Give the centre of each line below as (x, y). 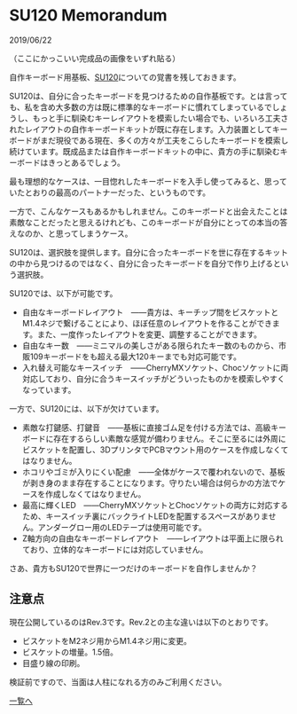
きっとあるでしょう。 (86, 162)
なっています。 (49, 389)
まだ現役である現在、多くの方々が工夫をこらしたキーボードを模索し (164, 140)
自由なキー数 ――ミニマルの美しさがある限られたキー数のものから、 (150, 345)
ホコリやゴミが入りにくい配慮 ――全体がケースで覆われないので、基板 (153, 472)
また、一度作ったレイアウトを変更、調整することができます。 (149, 334)
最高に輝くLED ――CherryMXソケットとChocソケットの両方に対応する (155, 505)
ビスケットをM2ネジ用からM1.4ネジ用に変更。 (107, 640)
